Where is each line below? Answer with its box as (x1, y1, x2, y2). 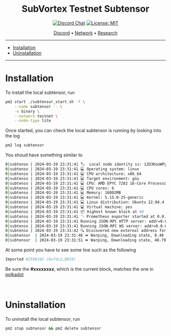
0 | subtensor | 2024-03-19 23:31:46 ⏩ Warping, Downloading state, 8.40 (5, 233, 164, 238)
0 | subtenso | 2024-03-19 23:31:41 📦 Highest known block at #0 (5, 209, 144, 214)
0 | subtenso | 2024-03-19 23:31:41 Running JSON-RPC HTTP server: (5, 219, 147, 224)
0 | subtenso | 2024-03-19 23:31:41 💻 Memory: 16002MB (5, 190, 121, 195)
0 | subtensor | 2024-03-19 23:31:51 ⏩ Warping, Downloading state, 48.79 (5, 238, 166, 243)
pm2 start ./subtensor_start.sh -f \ (5, 99, 85, 105)
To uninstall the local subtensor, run (5, 316, 80, 322)
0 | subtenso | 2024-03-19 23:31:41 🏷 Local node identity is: (5, 162, 142, 167)
